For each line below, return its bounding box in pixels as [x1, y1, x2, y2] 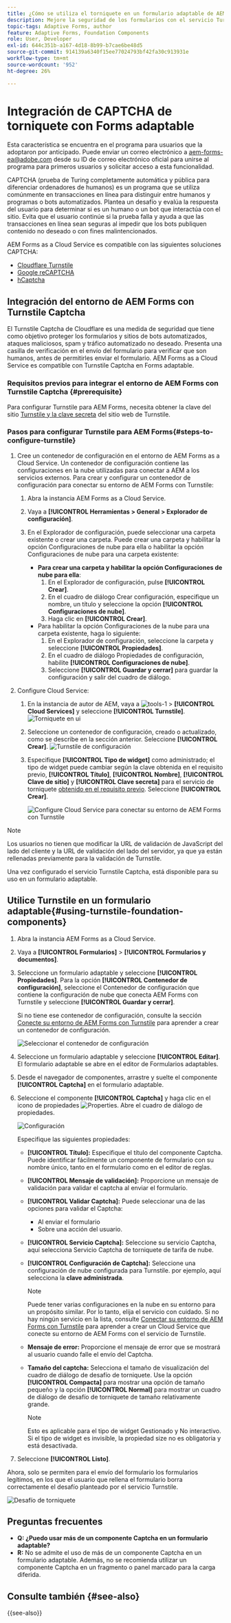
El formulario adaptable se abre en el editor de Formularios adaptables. [16, 1059, 219, 1068]
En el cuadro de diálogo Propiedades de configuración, [47, 651, 204, 659]
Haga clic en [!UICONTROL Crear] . [47, 614, 147, 623]
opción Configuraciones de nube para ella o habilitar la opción [27, 542, 204, 551]
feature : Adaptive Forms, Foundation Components [7, 29, 149, 36]
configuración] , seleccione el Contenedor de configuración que [16, 983, 199, 991]
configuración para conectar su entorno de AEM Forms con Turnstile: [16, 480, 214, 489]
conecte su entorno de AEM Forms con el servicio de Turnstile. [27, 1329, 206, 1337]
